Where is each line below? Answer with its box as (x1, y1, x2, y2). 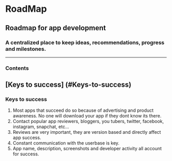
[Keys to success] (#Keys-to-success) (5, 80, 132, 89)
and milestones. (5, 45, 46, 52)
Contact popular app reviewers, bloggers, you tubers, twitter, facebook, (12, 118, 164, 125)
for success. (12, 151, 39, 157)
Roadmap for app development (5, 24, 106, 32)
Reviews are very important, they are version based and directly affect (12, 129, 161, 135)
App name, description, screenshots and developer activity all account (12, 146, 162, 152)
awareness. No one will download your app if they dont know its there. (12, 113, 162, 119)
